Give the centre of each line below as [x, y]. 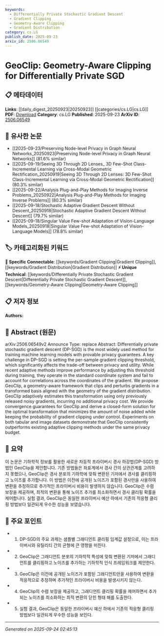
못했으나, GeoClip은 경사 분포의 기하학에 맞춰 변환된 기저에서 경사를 [75, 473]
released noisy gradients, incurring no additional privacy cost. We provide [79, 401]
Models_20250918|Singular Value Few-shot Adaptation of [70, 226]
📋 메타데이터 [24, 95]
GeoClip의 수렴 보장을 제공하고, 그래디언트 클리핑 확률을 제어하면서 [83, 591]
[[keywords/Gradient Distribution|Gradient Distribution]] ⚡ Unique [71, 267]
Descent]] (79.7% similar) [38, 216]
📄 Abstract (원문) [31, 332]
